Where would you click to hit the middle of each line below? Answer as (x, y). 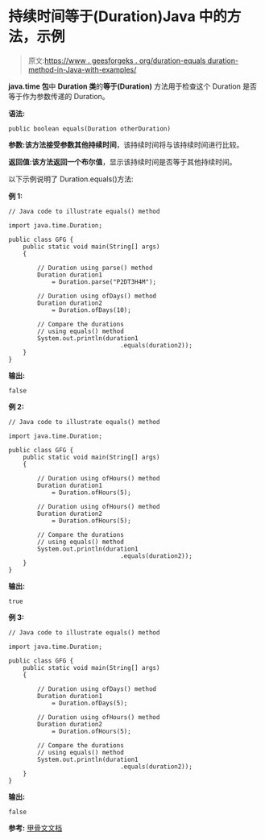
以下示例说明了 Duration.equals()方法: (71, 179)
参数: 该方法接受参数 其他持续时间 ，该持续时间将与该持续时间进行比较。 (126, 144)
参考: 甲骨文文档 (35, 828)
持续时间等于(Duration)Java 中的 (118, 17)
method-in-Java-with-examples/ (82, 69)
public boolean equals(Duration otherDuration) (90, 129)
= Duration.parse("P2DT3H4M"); (104, 282)
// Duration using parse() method (95, 268)
